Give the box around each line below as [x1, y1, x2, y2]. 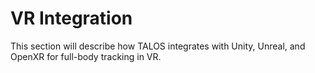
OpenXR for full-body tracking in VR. [10, 50, 162, 62]
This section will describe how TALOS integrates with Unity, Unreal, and [10, 40, 306, 52]
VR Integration [10, 7, 133, 30]
